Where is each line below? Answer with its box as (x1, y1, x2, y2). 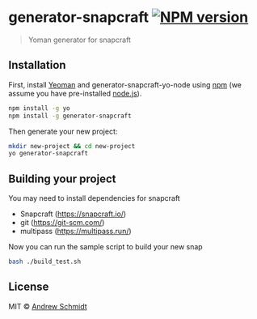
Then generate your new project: (8, 126, 118, 136)
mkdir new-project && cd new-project (8, 142, 136, 150)
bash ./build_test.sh (8, 257, 82, 266)
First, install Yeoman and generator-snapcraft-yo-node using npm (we (8, 79, 242, 89)
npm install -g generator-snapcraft (8, 112, 132, 120)
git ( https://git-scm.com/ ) (19, 218, 105, 228)
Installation (8, 58, 66, 72)
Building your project (8, 172, 116, 185)
